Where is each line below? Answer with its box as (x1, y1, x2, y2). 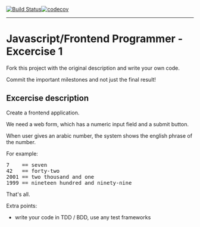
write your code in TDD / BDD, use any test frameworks (14, 213, 151, 220)
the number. (6, 138, 36, 145)
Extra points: (6, 202, 37, 209)
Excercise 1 (6, 45, 63, 58)
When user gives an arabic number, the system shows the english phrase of (6, 132, 192, 139)
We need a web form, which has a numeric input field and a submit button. (6, 120, 189, 128)
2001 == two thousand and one (6, 173, 95, 180)
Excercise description (6, 93, 89, 104)
